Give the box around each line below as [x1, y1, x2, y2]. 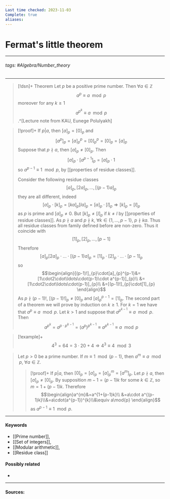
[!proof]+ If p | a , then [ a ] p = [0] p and [17, 128, 94, 135]
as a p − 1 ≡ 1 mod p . [30, 404, 72, 412]
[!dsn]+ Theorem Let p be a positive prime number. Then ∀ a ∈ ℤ [17, 83, 153, 89]
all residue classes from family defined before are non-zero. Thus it [17, 223, 158, 229]
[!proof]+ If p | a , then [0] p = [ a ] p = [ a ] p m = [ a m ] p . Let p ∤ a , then [30, 369, 164, 378]
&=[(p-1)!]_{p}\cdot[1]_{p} [102, 280, 155, 287]
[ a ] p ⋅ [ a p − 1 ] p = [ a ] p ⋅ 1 [67, 155, 115, 164]
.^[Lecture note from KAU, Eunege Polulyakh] [17, 117, 112, 123]
